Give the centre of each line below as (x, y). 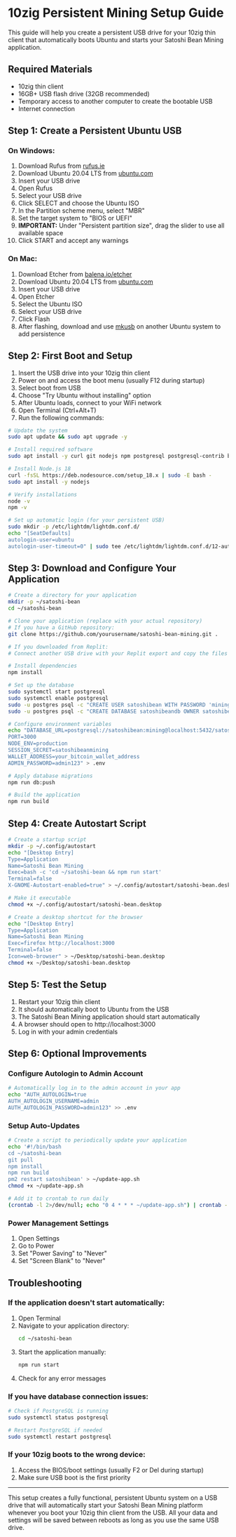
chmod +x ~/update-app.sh (46, 1186)
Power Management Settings (58, 1223)
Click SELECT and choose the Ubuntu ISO (78, 203)
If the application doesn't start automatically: (86, 1302)
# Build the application (44, 795)
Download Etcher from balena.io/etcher (75, 274)
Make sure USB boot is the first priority (74, 1477)
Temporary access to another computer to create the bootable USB (115, 101)
